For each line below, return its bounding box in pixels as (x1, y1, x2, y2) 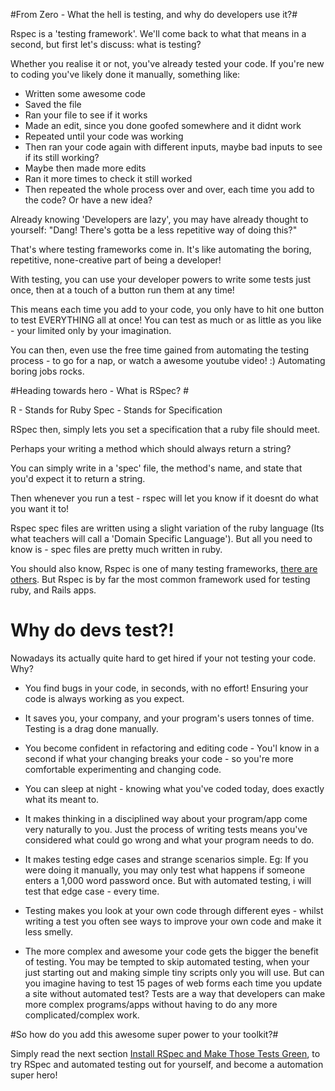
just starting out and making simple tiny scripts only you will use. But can (24, 966, 325, 978)
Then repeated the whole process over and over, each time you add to (24, 184, 315, 195)
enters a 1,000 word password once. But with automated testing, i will (24, 874, 312, 886)
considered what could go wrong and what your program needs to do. (24, 834, 315, 846)
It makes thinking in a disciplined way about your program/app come (24, 812, 308, 824)
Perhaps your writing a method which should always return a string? (10, 443, 292, 454)
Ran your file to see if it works (24, 109, 148, 121)
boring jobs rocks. (10, 365, 85, 377)
